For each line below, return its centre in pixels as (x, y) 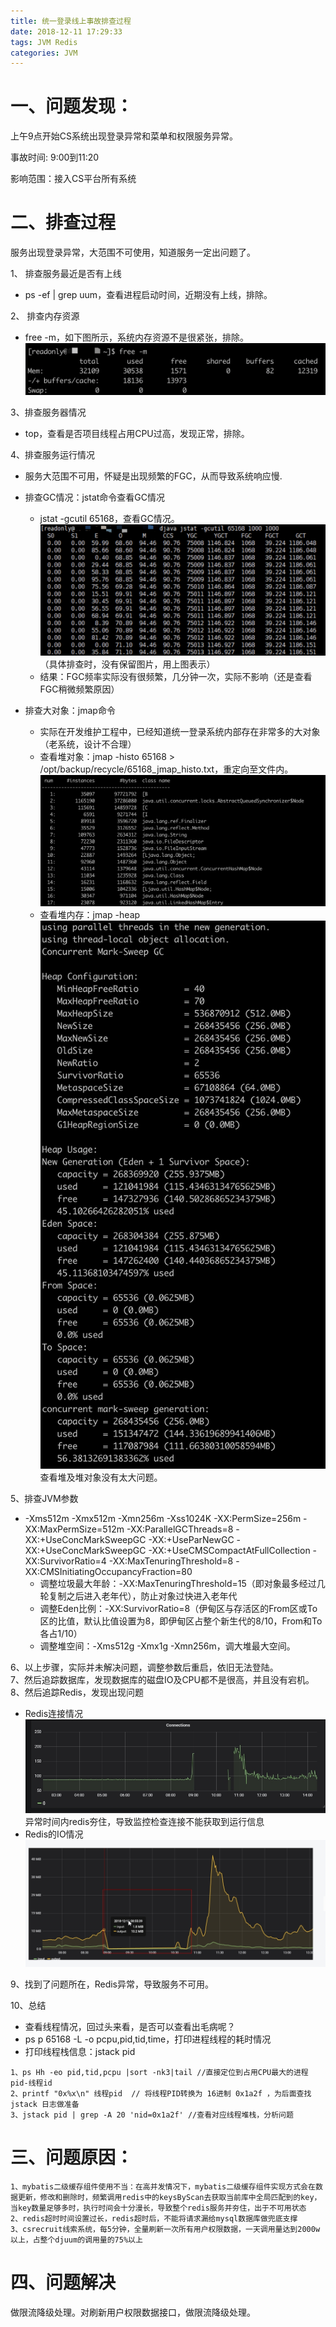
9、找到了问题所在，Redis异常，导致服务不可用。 (112, 1984)
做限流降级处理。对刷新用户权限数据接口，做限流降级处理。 (133, 2312)
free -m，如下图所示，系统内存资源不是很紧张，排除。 (136, 337)
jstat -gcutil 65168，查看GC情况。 (109, 518)
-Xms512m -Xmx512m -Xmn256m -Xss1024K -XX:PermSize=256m (163, 1518)
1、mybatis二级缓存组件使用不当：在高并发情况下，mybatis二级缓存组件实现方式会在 (163, 2186)
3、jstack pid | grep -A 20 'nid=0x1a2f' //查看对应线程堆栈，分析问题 (152, 2115)
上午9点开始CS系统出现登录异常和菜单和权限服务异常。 (124, 136)
